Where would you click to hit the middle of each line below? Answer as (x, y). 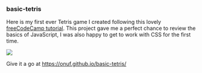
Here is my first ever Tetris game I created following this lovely (84, 22)
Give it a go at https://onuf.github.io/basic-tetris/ (66, 64)
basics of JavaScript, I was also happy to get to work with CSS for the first (99, 35)
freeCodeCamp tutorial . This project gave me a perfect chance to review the (101, 28)
